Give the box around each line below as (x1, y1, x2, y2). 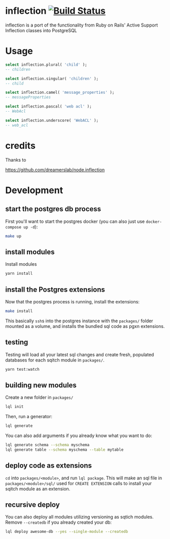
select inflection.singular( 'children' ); (5, 76, 99, 81)
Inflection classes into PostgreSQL (5, 27, 77, 33)
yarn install (5, 271, 33, 276)
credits (5, 140, 36, 151)
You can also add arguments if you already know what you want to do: (5, 432, 152, 439)
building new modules (5, 380, 77, 390)
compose (5, 224, 22, 229)
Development (5, 184, 63, 196)
